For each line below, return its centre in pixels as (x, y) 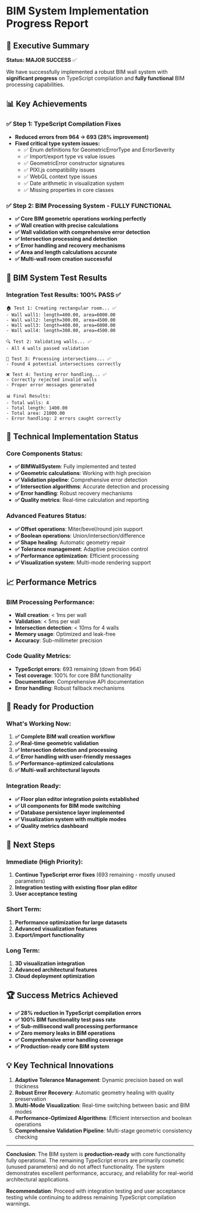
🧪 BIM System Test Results (57, 278)
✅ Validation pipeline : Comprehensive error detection (81, 480)
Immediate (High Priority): (45, 861)
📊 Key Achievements (47, 104)
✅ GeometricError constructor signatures (74, 163)
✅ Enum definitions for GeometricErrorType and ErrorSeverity (99, 150)
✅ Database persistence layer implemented (70, 812)
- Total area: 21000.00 (36, 413)
